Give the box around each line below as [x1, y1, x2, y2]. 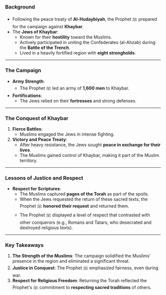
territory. [19, 157, 38, 163]
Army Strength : [12, 78, 45, 84]
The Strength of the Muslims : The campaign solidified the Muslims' [12, 253, 151, 259]
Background [5, 3, 36, 10]
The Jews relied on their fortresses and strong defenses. [19, 98, 137, 103]
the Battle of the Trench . [19, 45, 71, 50]
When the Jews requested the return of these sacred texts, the [19, 197, 148, 202]
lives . [19, 147, 31, 153]
